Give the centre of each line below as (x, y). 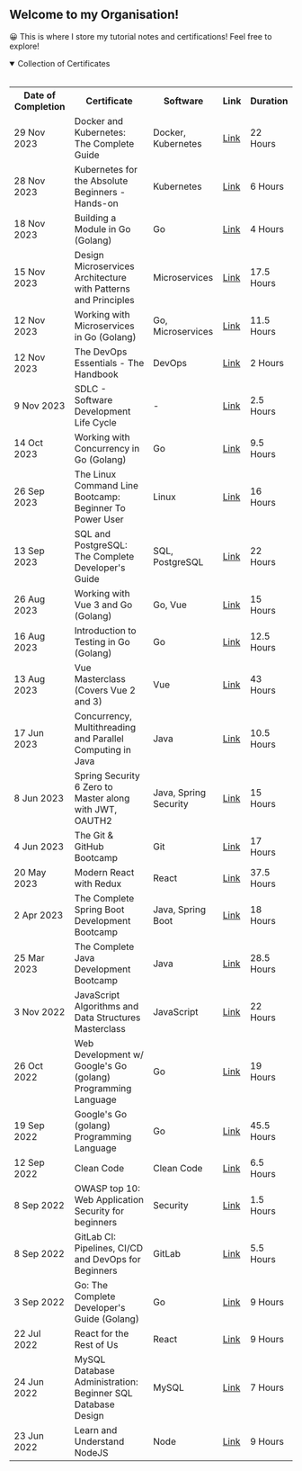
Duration (269, 101)
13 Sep (29, 551)
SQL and (92, 534)
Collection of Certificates (64, 63)
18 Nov (30, 223)
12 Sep (29, 1162)
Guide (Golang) (107, 1319)
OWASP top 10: (107, 1188)
